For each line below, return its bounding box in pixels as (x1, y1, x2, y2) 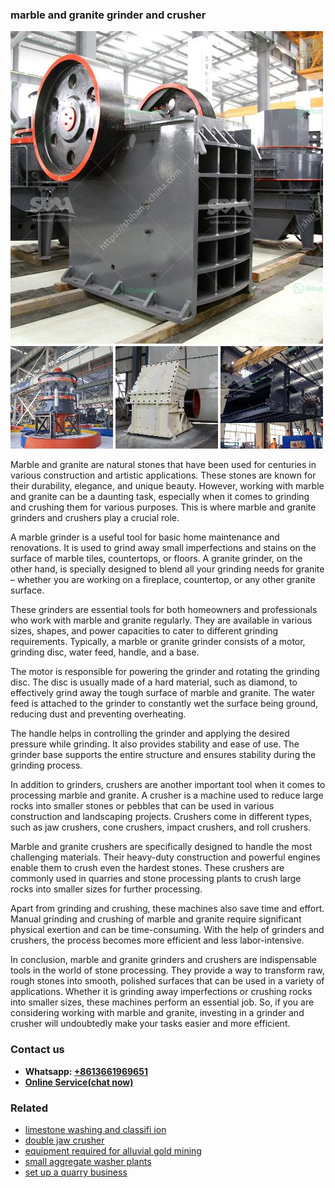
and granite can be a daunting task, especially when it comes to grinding (10, 491, 310, 503)
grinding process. (10, 759, 83, 772)
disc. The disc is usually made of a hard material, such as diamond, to (10, 676, 298, 688)
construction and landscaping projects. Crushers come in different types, (10, 811, 312, 823)
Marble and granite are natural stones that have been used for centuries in (10, 459, 317, 471)
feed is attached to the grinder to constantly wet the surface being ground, (10, 698, 319, 710)
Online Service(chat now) (24, 1076, 134, 1088)
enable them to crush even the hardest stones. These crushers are (10, 862, 285, 874)
